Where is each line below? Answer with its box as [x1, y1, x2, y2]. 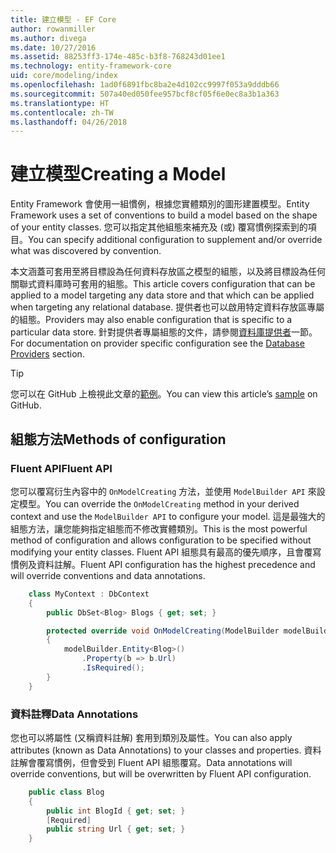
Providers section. [10, 348, 85, 360]
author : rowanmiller [10, 24, 97, 34]
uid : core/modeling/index [10, 71, 118, 81]
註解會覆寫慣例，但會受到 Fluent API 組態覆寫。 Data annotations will [10, 756, 293, 768]
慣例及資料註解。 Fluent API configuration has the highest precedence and [10, 558, 316, 570]
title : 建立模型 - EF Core [10, 14, 117, 25]
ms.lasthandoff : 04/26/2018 [10, 117, 128, 127]
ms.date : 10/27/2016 [10, 42, 97, 53]
